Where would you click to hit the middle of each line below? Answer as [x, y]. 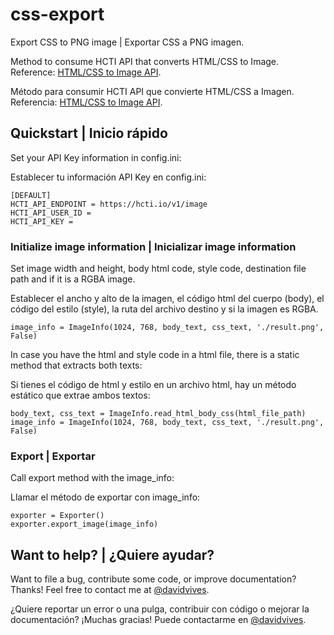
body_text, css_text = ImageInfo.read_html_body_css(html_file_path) [158, 414]
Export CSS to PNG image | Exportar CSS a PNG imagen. [127, 42]
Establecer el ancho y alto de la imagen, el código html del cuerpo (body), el [167, 299]
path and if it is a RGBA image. [73, 279]
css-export [57, 14]
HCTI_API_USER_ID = [51, 213]
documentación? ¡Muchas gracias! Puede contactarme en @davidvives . [158, 620]
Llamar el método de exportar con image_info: [105, 497]
